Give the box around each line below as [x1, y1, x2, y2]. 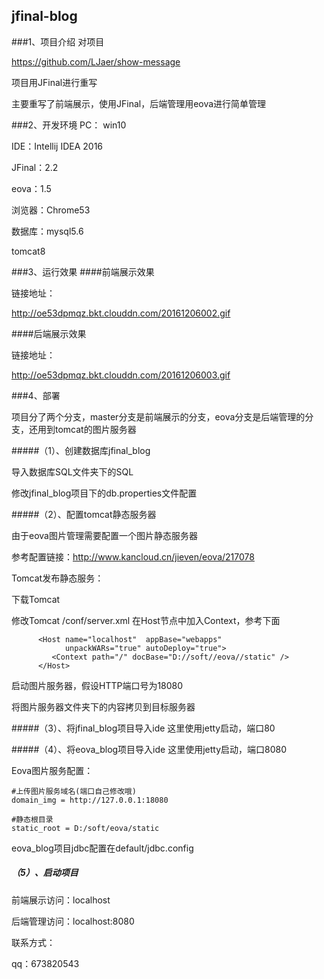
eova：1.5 [11, 182, 52, 194]
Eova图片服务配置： [11, 764, 94, 776]
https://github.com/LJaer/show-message [11, 55, 181, 68]
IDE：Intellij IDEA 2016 [11, 140, 104, 152]
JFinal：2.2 [11, 161, 59, 173]
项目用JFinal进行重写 [11, 76, 98, 88]
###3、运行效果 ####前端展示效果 [11, 265, 155, 278]
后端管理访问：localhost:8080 [11, 915, 135, 927]
